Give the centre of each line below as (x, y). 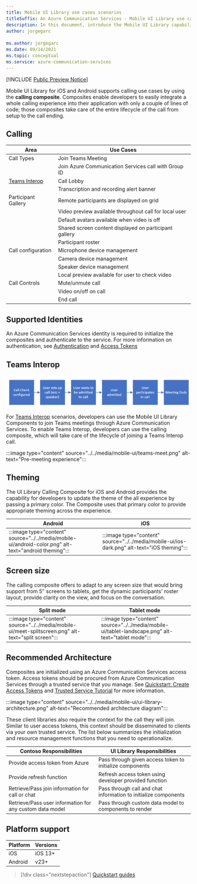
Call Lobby (71, 181)
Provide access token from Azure (49, 763)
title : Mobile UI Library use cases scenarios (64, 12)
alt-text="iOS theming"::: (158, 547)
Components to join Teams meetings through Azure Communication (88, 423)
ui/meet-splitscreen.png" (39, 631)
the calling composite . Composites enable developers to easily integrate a (96, 97)
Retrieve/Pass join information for (49, 788)
